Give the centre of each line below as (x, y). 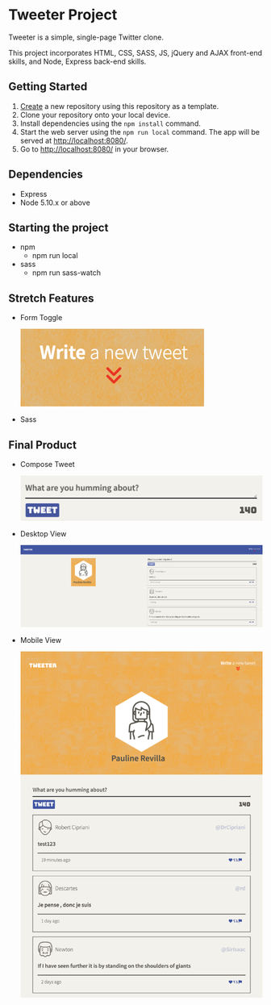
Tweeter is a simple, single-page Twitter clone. (86, 37)
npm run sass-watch (66, 273)
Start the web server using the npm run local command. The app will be (140, 131)
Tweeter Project (63, 15)
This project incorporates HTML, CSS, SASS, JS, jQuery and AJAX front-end (135, 52)
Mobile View (41, 640)
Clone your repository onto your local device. (95, 115)
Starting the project (58, 227)
